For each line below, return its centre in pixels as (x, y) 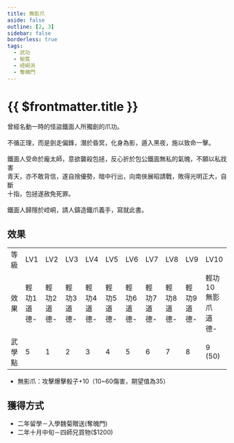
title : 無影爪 (26, 14)
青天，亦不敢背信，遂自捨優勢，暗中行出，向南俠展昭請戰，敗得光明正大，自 (117, 177)
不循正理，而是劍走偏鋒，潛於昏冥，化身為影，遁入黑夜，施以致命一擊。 (111, 143)
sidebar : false (29, 33)
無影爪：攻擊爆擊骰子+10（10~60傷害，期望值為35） (93, 382)
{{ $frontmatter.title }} (73, 106)
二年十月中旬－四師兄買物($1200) (65, 433)
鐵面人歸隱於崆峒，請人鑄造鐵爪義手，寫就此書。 (77, 210)
